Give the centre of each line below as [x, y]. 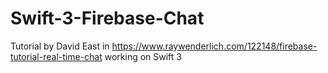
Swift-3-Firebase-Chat [107, 18]
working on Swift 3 [143, 56]
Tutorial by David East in [60, 46]
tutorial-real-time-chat [56, 56]
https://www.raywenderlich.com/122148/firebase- [214, 46]
